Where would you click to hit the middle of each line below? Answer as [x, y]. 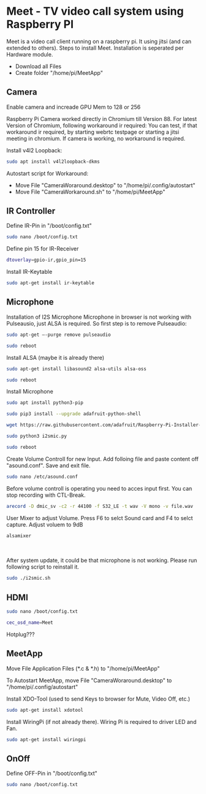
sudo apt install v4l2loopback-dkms [53, 162]
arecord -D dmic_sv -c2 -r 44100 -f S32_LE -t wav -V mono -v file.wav [100, 506]
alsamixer [19, 535]
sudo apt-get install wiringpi [46, 739]
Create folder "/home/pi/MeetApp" [59, 72]
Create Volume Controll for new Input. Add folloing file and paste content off [103, 459]
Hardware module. [30, 54]
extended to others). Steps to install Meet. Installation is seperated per [95, 48]
